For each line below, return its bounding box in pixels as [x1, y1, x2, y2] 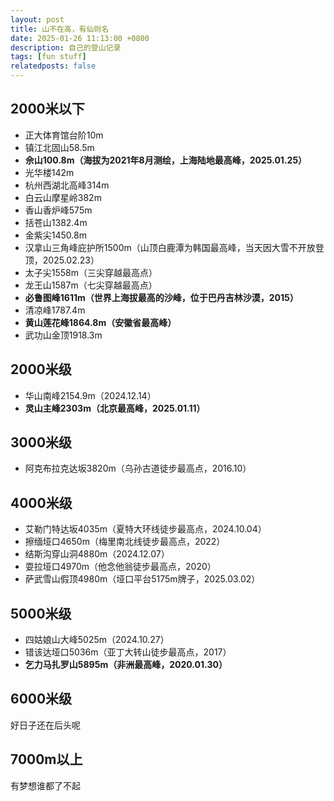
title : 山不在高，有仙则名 [10, 24, 110, 34]
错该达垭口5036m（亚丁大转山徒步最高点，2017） [24, 646, 232, 658]
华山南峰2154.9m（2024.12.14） [24, 389, 157, 401]
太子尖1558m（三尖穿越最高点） [24, 266, 158, 278]
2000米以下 [10, 101, 85, 118]
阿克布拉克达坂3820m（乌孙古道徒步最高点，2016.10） [24, 462, 252, 475]
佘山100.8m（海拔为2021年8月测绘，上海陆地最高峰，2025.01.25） [24, 154, 308, 166]
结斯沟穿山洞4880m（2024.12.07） [24, 548, 170, 560]
